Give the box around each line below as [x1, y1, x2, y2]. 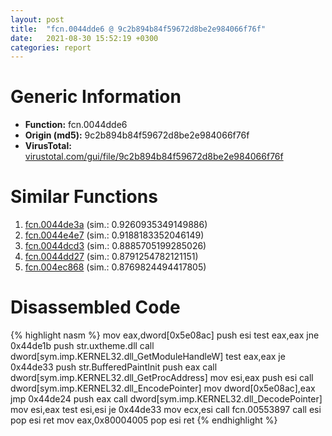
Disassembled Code [10, 296, 181, 319]
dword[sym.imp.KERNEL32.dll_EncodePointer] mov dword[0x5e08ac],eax [10, 382, 316, 395]
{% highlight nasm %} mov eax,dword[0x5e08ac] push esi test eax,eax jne [10, 329, 320, 341]
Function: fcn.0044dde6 [24, 119, 128, 131]
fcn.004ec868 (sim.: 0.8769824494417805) [24, 261, 207, 273]
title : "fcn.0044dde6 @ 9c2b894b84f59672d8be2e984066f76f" [10, 24, 267, 34]
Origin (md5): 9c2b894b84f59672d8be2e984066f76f [24, 129, 250, 141]
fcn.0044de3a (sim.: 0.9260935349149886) [24, 219, 208, 231]
